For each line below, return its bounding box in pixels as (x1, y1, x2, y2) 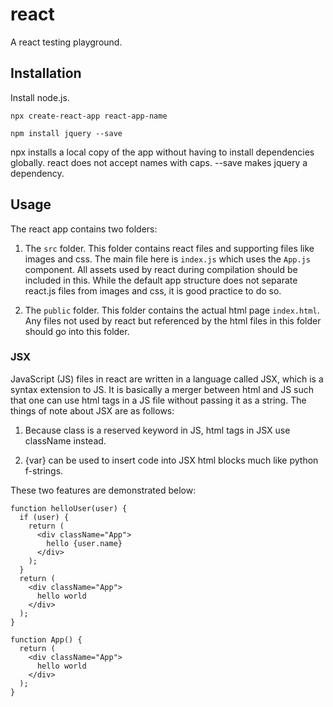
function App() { (10, 634, 83, 645)
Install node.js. (10, 91, 70, 103)
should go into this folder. (24, 325, 130, 337)
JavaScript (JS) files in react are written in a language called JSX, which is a (10, 373, 324, 385)
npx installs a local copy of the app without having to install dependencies (10, 146, 315, 158)
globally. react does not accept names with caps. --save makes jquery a (10, 156, 308, 168)
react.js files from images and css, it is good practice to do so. (24, 284, 282, 297)
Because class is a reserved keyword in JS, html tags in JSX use (24, 424, 291, 436)
